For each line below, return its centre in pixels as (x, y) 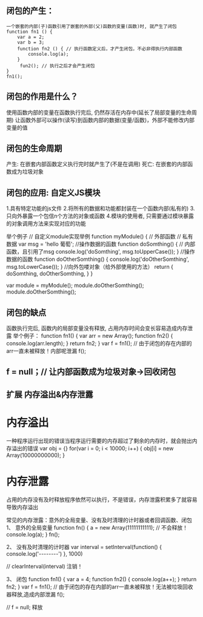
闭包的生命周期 (34, 148)
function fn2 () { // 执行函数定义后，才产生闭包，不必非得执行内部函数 (100, 49)
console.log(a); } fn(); (33, 534)
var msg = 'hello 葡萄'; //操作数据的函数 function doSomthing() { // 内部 (107, 244)
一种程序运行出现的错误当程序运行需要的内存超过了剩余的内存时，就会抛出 (99, 440)
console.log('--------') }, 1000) (45, 553)
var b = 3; (31, 42)
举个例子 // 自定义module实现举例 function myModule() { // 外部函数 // (94, 237)
